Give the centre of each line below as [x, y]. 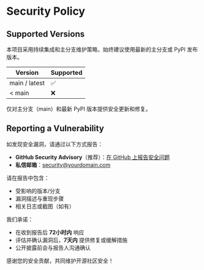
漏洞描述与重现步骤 [40, 198]
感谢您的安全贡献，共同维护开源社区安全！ [60, 260]
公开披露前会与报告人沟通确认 [53, 247]
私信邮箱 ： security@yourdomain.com [63, 164]
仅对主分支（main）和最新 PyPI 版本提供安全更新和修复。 [79, 109]
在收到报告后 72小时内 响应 [50, 232]
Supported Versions [45, 34]
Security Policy [46, 11]
